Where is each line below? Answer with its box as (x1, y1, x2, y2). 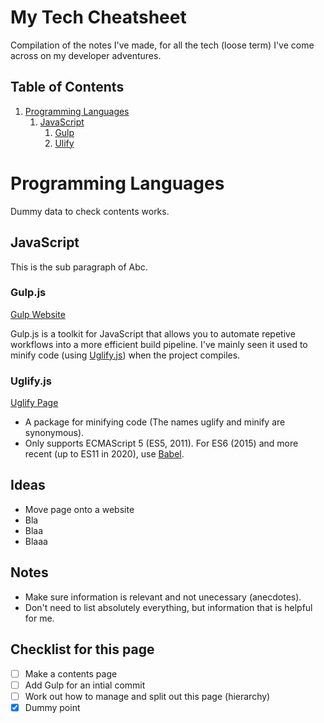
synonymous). (24, 427, 85, 439)
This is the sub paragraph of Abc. (10, 261, 148, 273)
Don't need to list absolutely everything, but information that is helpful (24, 601, 313, 613)
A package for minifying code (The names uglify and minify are (24, 416, 286, 428)
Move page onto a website (24, 503, 135, 515)
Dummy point (24, 701, 81, 713)
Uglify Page (10, 397, 59, 409)
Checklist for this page (10, 641, 155, 658)
